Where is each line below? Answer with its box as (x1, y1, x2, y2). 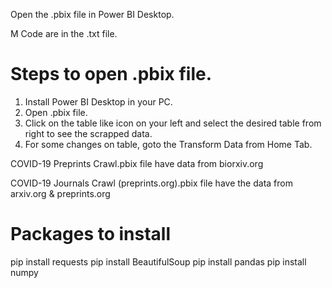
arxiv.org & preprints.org (10, 187, 111, 199)
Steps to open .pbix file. (10, 63, 212, 86)
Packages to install (10, 223, 172, 246)
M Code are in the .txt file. (10, 28, 118, 39)
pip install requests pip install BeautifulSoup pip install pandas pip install (10, 255, 307, 268)
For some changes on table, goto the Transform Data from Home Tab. (24, 138, 313, 150)
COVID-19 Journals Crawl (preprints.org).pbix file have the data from (10, 177, 293, 189)
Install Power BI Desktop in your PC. (24, 95, 173, 108)
